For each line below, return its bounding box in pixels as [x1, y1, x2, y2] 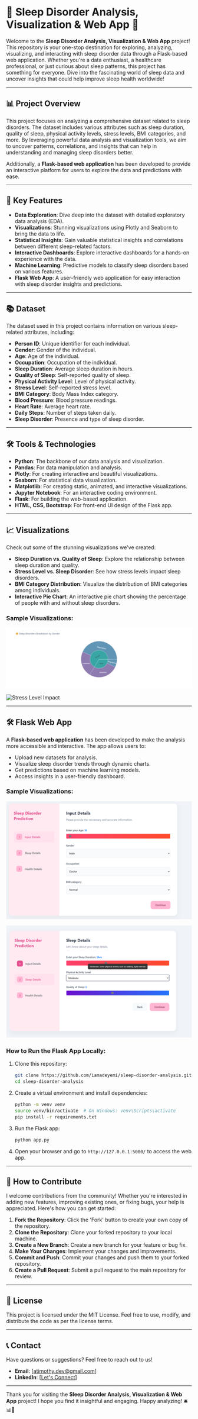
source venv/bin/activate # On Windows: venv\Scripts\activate [14, 1108, 176, 1114]
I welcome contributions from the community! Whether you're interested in [6, 1192, 187, 1199]
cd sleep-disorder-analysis [14, 1079, 84, 1085]
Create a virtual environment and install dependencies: [14, 1089, 148, 1096]
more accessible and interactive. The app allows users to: [6, 742, 146, 749]
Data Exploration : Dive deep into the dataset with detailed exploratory [14, 211, 185, 218]
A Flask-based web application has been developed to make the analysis [6, 736, 186, 743]
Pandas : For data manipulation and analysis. [14, 464, 123, 471]
